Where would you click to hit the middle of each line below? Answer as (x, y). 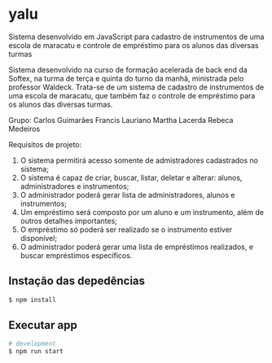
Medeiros (24, 129)
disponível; (39, 238)
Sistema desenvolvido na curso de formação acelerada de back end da (128, 69)
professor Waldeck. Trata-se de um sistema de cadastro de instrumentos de (136, 87)
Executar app (43, 325)
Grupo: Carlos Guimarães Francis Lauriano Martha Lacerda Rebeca (121, 120)
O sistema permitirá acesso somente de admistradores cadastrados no (139, 160)
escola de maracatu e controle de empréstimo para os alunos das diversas (134, 45)
